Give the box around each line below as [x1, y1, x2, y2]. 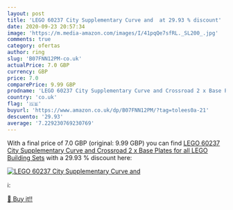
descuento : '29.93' [7, 113, 64, 120]
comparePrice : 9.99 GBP [7, 81, 76, 88]
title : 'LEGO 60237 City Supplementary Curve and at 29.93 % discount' [7, 17, 222, 24]
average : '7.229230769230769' [7, 119, 95, 127]
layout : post [7, 10, 45, 17]
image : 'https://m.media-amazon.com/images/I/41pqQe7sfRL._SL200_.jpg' [7, 29, 218, 37]
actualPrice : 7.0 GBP [7, 62, 70, 69]
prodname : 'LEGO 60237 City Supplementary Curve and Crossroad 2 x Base [7, 87, 222, 94]
